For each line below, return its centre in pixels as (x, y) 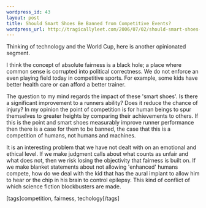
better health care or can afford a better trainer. (66, 85)
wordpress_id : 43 (29, 12)
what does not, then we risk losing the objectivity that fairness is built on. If (101, 161)
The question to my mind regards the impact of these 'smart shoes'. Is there (102, 96)
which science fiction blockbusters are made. (64, 187)
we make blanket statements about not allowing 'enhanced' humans (92, 167)
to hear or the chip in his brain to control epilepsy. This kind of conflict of (98, 180)
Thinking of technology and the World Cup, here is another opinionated (96, 47)
